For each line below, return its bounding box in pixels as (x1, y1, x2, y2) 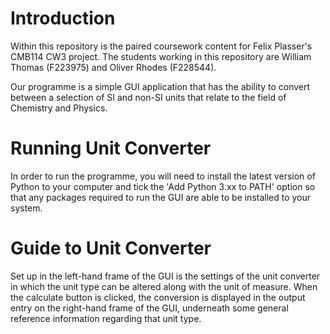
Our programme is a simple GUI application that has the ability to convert (10, 80, 311, 92)
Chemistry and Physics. (10, 102, 108, 114)
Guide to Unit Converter (10, 237, 212, 260)
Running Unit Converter (10, 137, 212, 160)
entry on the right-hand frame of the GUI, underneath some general (10, 302, 289, 314)
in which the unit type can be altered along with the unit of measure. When (10, 280, 318, 292)
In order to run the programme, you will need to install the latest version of (10, 170, 316, 182)
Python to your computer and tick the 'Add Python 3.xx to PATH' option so (10, 180, 316, 192)
